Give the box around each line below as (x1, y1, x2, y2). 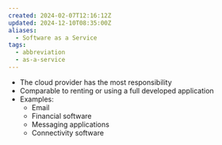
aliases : (8, 26, 37, 34)
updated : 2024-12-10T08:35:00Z (8, 19, 112, 27)
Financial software (31, 111, 93, 120)
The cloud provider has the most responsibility (19, 77, 172, 87)
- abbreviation (15, 48, 66, 56)
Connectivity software (31, 128, 105, 137)
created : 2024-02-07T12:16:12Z (8, 11, 112, 20)
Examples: (19, 94, 54, 104)
